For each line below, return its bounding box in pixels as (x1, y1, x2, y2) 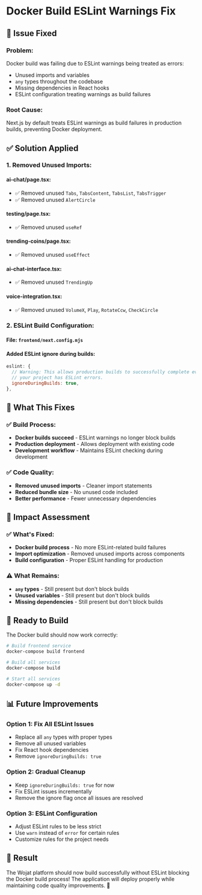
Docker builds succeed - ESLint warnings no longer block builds (14, 434, 176, 441)
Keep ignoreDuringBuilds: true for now (14, 781, 115, 789)
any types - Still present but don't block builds (14, 585, 129, 593)
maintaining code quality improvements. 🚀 (6, 882, 111, 889)
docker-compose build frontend (6, 649, 85, 655)
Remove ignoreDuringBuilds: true (14, 753, 102, 760)
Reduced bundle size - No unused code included (14, 488, 138, 495)
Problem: (6, 46, 34, 55)
